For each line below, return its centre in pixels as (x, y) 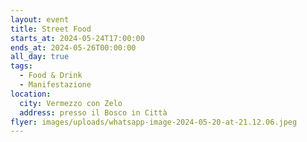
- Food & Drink (51, 76)
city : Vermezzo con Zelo (71, 103)
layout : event (40, 19)
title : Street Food (51, 29)
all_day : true (40, 57)
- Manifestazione (55, 85)
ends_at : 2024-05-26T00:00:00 (73, 47)
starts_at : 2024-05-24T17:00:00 (77, 38)
